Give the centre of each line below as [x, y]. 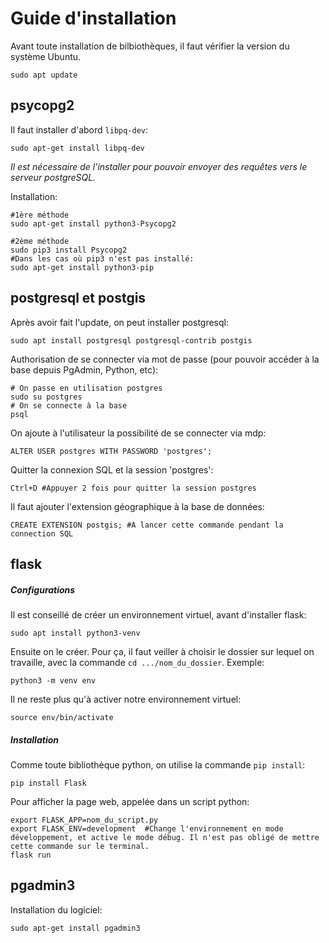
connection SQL [42, 533]
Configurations [43, 589]
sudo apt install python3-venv [75, 633]
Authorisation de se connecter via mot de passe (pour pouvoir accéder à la [165, 359]
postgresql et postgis [78, 298]
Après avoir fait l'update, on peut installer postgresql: [120, 322]
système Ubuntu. [46, 56]
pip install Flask [48, 783]
